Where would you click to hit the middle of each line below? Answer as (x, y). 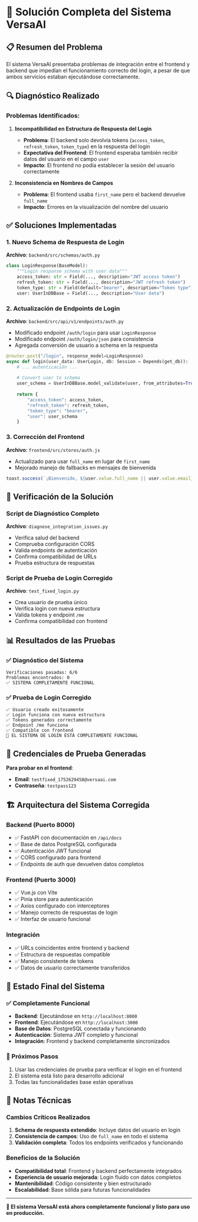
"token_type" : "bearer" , (58, 411)
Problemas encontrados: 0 (38, 678)
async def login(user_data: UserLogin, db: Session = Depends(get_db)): (97, 361)
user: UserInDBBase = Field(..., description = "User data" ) (91, 293)
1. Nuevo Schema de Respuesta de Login (65, 242)
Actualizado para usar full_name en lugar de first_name (82, 461)
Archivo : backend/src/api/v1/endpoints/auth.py (65, 321)
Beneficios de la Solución (43, 1158)
